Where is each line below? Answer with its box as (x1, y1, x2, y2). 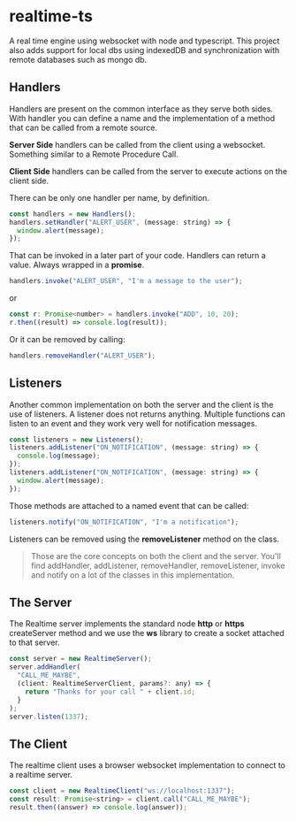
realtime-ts (9, 6, 93, 27)
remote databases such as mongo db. (9, 54, 148, 65)
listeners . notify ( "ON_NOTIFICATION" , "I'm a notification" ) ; (9, 518, 239, 526)
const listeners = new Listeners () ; (9, 435, 144, 444)
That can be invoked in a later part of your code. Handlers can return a (9, 250, 267, 261)
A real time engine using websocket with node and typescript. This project (9, 35, 280, 46)
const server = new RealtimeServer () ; (9, 655, 152, 664)
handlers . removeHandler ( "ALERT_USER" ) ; (9, 351, 156, 360)
